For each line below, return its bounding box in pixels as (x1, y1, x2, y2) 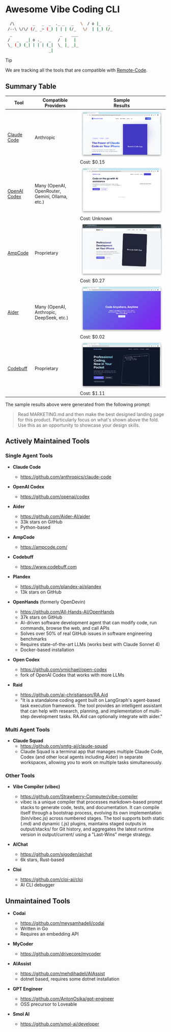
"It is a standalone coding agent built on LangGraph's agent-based (20, 697, 160, 703)
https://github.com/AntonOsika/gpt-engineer (20, 996, 115, 1002)
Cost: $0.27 (79, 277, 105, 284)
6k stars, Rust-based (20, 856, 65, 863)
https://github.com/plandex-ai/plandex (20, 583, 102, 589)
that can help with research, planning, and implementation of (20, 708, 148, 714)
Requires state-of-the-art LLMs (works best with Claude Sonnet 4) (20, 641, 160, 647)
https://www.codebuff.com (20, 563, 77, 570)
